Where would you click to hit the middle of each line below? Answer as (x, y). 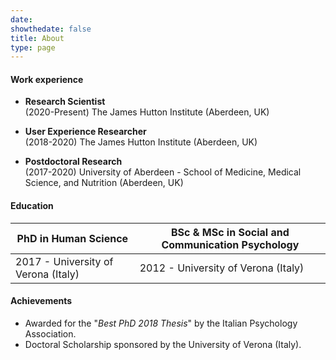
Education (32, 206)
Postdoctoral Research (73, 162)
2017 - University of (64, 261)
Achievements (41, 301)
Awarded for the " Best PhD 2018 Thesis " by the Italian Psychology (161, 323)
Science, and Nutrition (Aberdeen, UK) (104, 183)
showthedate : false (51, 29)
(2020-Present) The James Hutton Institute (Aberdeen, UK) (147, 112)
